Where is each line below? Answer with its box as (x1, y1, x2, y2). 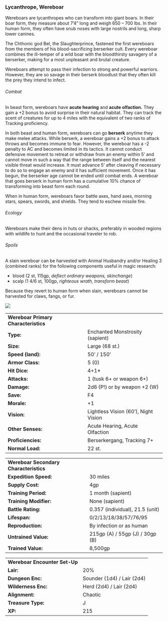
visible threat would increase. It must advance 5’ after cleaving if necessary (5, 162, 161, 168)
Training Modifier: (7, 498, 51, 505)
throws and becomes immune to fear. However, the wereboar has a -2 (5, 141, 149, 147)
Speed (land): (7, 350, 41, 357)
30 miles (89, 473, 110, 480)
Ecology (5, 210, 22, 216)
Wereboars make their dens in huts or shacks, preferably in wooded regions (5, 225, 161, 231)
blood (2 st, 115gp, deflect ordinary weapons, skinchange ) (12, 273, 132, 279)
